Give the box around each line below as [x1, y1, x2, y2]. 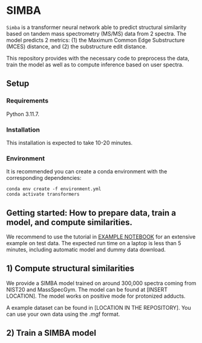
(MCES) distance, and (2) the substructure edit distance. [6, 43, 147, 50]
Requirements [6, 97, 49, 105]
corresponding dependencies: [6, 175, 82, 182]
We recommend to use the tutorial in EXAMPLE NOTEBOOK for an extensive [6, 233, 196, 240]
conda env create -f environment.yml [6, 186, 102, 192]
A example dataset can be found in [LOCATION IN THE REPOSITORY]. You [6, 304, 192, 311]
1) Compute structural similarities [6, 263, 135, 274]
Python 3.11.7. [6, 110, 40, 118]
